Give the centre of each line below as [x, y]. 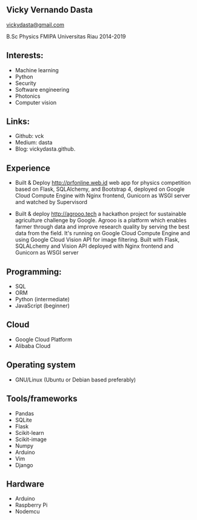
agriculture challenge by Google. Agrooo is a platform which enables [101, 221]
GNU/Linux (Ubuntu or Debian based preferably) [75, 380]
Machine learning [37, 70]
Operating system [41, 365]
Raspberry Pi [31, 505]
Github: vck [29, 136]
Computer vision [36, 102]
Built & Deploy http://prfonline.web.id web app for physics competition [103, 183]
